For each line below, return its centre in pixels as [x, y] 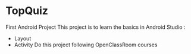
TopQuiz [27, 11]
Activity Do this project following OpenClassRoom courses [86, 45]
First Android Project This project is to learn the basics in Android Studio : [95, 27]
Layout [23, 38]
